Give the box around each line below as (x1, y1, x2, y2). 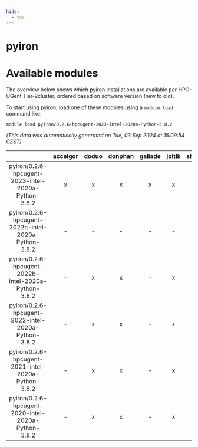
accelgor (52, 152, 78, 160)
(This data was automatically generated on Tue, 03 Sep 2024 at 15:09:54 (6, 132, 185, 139)
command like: (6, 110, 42, 117)
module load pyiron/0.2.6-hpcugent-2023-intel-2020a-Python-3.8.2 (6, 121, 173, 127)
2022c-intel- (9, 223, 47, 231)
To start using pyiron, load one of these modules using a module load (6, 104, 174, 111)
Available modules (6, 66, 98, 80)
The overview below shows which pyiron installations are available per (6, 86, 177, 93)
